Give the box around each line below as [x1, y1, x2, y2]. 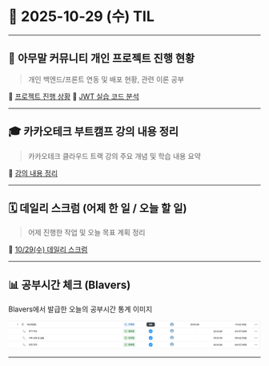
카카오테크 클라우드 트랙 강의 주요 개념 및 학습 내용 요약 [27, 151, 202, 161]
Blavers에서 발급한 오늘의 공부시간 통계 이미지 [8, 304, 153, 314]
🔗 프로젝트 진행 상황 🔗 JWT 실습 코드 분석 [8, 91, 140, 101]
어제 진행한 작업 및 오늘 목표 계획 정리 [27, 228, 146, 238]
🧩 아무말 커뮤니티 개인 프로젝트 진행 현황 [8, 51, 195, 65]
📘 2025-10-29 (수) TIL [8, 7, 155, 26]
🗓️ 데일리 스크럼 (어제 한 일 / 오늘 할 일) [8, 201, 187, 215]
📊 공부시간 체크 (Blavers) [8, 278, 131, 291]
